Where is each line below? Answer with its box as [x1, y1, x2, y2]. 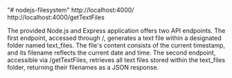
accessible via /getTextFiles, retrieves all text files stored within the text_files [7, 56, 226, 64]
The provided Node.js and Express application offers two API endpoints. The [7, 27, 226, 35]
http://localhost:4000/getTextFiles [7, 13, 105, 21]
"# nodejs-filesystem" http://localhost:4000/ [7, 6, 134, 14]
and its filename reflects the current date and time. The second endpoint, [7, 48, 216, 57]
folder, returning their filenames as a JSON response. [7, 64, 159, 71]
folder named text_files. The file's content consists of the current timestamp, [7, 41, 226, 49]
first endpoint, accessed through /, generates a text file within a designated [7, 34, 222, 42]
